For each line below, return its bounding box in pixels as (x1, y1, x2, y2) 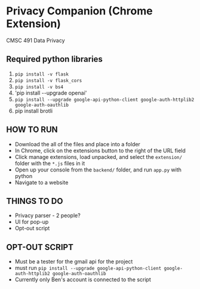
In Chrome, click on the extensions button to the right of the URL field (14, 147, 186, 154)
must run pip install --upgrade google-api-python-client (14, 264, 162, 272)
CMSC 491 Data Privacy (6, 37, 65, 44)
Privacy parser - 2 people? (14, 212, 81, 219)
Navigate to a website (14, 179, 69, 186)
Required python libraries (6, 54, 103, 64)
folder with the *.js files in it (14, 159, 85, 167)
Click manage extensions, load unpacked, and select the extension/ (14, 153, 183, 160)
